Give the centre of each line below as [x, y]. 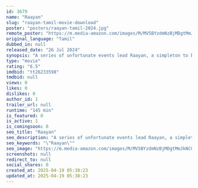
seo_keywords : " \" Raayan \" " [41, 143]
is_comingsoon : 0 [27, 127]
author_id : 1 [22, 99]
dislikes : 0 [21, 94]
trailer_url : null [29, 105]
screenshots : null [29, 154]
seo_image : [19, 149]
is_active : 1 [22, 121]
